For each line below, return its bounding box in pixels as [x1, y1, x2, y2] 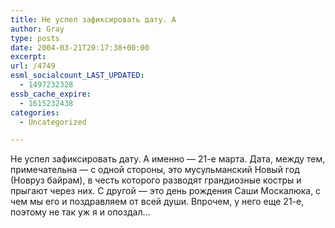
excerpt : [10, 52, 47, 62]
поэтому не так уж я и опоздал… [10, 206, 151, 218]
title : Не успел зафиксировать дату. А [10, 14, 177, 25]
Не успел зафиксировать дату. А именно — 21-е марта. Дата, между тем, [10, 153, 326, 165]
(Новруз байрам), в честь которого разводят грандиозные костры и [10, 174, 302, 186]
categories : [10, 107, 60, 118]
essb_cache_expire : [10, 89, 92, 99]
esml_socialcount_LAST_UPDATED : [10, 71, 145, 81]
